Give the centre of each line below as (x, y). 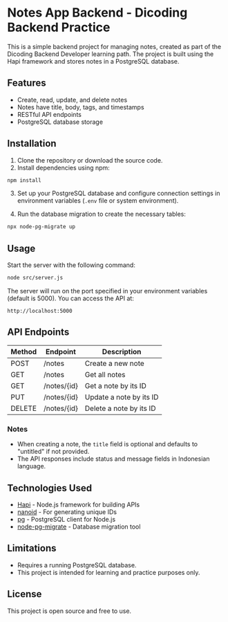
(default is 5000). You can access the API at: (71, 298)
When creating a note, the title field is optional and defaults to (107, 444)
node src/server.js (35, 278)
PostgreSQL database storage (60, 122)
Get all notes (105, 374)
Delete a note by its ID (120, 408)
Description (122, 351)
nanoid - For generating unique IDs (67, 512)
